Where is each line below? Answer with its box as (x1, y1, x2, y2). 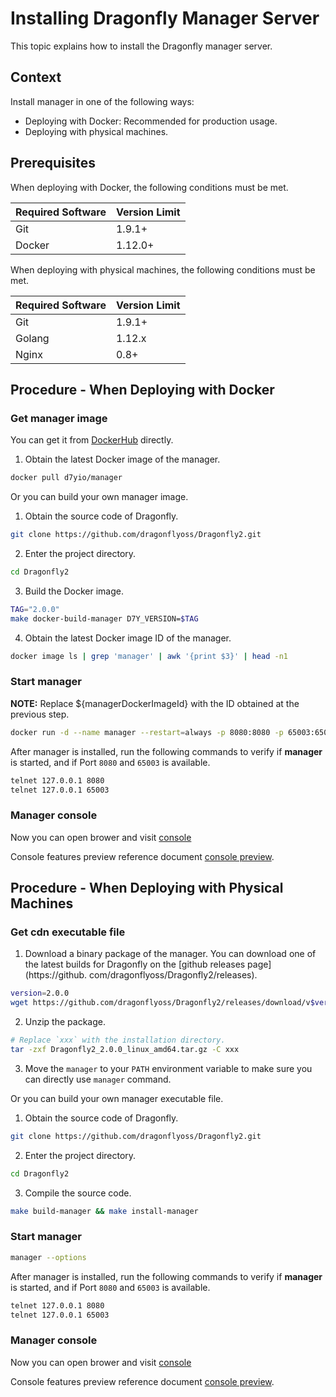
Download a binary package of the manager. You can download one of (24, 948, 317, 960)
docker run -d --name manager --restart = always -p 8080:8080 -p (10, 727, 284, 737)
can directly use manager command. (24, 1073, 172, 1085)
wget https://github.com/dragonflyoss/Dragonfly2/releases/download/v (10, 998, 311, 1008)
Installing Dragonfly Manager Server (10, 7, 320, 30)
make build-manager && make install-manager (10, 1206, 199, 1216)
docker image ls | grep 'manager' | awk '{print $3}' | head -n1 (10, 651, 289, 661)
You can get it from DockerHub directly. (10, 434, 174, 446)
